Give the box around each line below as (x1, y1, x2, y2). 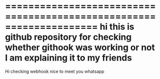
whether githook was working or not (5, 42, 155, 53)
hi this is (100, 21, 135, 32)
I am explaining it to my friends (5, 52, 132, 63)
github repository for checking (5, 32, 132, 43)
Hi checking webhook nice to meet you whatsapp (5, 68, 104, 74)
